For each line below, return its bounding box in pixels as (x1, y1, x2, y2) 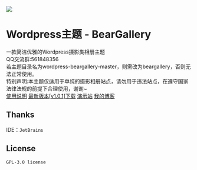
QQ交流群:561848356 (6, 55, 59, 62)
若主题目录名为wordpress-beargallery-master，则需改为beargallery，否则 (6, 63, 186, 70)
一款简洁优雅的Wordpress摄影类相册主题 (6, 48, 105, 55)
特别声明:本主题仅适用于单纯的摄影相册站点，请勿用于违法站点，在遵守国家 (6, 78, 189, 85)
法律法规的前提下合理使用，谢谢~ (6, 85, 87, 92)
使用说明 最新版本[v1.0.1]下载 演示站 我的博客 (6, 92, 115, 99)
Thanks (6, 110, 35, 120)
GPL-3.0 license (6, 159, 46, 165)
